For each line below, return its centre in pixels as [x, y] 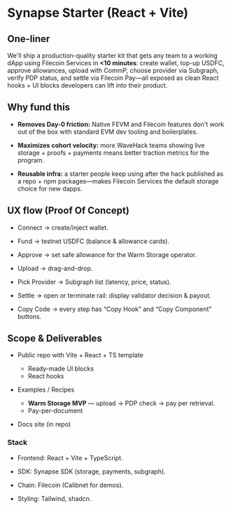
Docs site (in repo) [44, 425]
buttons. [29, 316]
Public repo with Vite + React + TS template [80, 355]
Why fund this [39, 108]
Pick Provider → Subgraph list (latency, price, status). [94, 282]
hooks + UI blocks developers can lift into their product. [87, 85]
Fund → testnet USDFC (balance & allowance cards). [93, 241]
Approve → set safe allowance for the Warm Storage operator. [107, 254]
